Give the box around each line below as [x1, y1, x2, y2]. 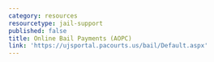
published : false [8, 27, 67, 35]
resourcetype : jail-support [8, 19, 104, 27]
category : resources [8, 11, 79, 20]
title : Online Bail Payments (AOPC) [8, 34, 132, 43]
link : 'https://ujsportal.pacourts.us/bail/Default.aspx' [8, 42, 208, 50]
